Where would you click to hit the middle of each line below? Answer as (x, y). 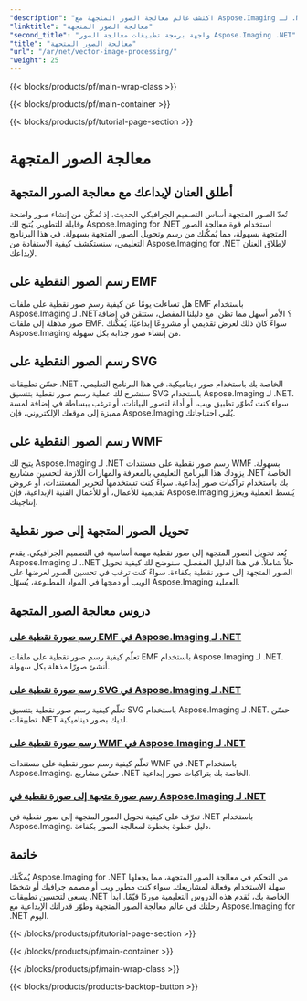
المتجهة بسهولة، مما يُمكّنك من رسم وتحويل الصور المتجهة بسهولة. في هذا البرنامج (148, 233)
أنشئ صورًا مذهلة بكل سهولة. (60, 666)
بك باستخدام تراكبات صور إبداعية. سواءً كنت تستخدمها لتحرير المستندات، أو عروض (149, 483)
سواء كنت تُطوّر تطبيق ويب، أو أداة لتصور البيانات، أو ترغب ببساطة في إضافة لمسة (149, 403)
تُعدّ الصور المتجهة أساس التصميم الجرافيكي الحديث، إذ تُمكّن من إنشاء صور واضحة (148, 214)
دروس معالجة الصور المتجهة (80, 611)
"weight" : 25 (34, 60)
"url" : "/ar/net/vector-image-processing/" (94, 52)
